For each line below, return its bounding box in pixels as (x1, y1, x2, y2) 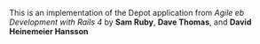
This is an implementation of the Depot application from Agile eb (9, 8, 245, 18)
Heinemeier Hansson (9, 26, 89, 36)
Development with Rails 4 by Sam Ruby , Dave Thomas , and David (9, 17, 252, 27)
